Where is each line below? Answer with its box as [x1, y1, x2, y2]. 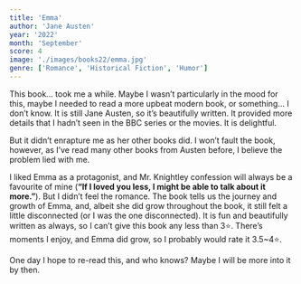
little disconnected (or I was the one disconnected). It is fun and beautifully [9, 210, 288, 221]
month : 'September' [9, 38, 83, 48]
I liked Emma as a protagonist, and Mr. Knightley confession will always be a [9, 171, 293, 182]
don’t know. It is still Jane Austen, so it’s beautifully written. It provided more [9, 108, 293, 118]
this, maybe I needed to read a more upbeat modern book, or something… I [9, 98, 289, 109]
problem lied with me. [9, 154, 90, 165]
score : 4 [9, 47, 42, 56]
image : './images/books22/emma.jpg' [9, 55, 147, 64]
